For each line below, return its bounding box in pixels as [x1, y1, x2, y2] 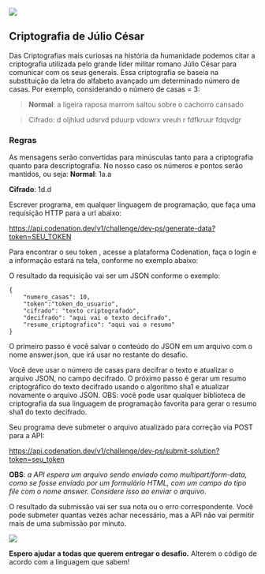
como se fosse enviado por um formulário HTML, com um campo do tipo [9, 478, 247, 488]
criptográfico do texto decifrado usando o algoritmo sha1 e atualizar [9, 382, 230, 392]
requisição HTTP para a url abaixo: [9, 208, 122, 218]
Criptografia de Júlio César [9, 30, 145, 43]
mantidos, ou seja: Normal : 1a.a [9, 170, 112, 179]
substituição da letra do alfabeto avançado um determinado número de [9, 76, 240, 85]
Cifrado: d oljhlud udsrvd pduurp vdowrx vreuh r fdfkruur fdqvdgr [28, 114, 242, 124]
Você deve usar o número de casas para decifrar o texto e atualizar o [9, 366, 234, 375]
